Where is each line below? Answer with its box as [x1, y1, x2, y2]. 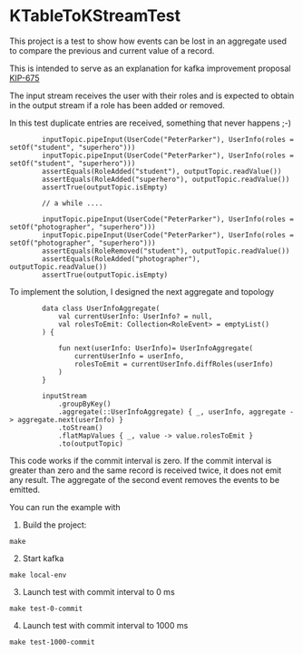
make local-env [9, 570, 67, 579]
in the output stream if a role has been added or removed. [9, 99, 225, 110]
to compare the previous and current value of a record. [9, 45, 215, 55]
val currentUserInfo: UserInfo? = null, [57, 311, 213, 321]
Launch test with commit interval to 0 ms [22, 586, 175, 597]
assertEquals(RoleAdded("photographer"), [42, 254, 201, 264]
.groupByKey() [57, 399, 112, 408]
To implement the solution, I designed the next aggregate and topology [9, 286, 275, 297]
